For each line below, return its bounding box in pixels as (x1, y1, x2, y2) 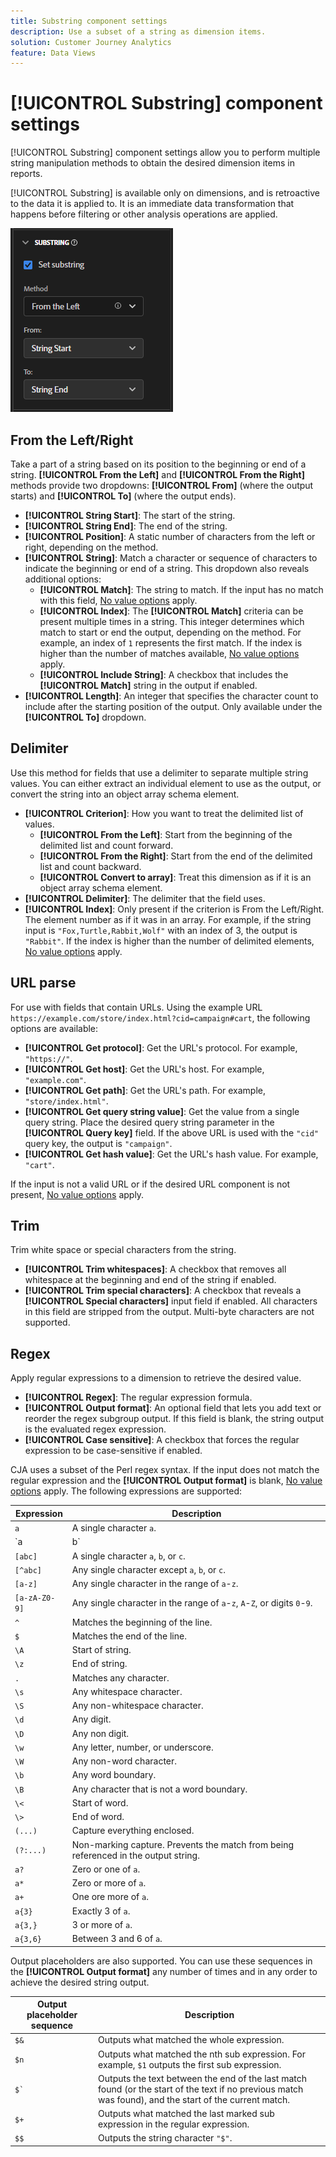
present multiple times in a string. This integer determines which (39, 616, 305, 627)
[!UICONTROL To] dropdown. (24, 711, 147, 723)
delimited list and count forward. (39, 839, 174, 851)
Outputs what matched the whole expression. (98, 2034, 285, 2046)
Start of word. (71, 1796, 129, 1809)
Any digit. (71, 1713, 112, 1725)
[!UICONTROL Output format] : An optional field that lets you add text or (24, 1402, 322, 1414)
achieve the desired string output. (10, 1976, 150, 1988)
